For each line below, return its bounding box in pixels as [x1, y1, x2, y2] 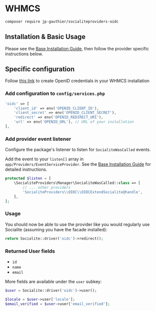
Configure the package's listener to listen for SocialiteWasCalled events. [5, 147, 151, 153]
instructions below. [5, 51, 43, 57]
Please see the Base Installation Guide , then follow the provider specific [5, 45, 149, 51]
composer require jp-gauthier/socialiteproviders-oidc [5, 19, 119, 24]
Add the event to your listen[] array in [5, 156, 84, 162]
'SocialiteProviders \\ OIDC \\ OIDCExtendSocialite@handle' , [22, 189, 143, 195]
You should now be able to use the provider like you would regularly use [5, 221, 150, 227]
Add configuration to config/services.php [5, 90, 105, 97]
